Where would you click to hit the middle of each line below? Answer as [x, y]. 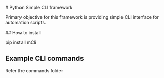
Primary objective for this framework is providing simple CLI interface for [82, 17]
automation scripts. [26, 23]
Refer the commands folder [34, 70]
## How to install [23, 32]
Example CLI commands [45, 58]
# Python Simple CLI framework [39, 7]
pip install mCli [21, 42]
